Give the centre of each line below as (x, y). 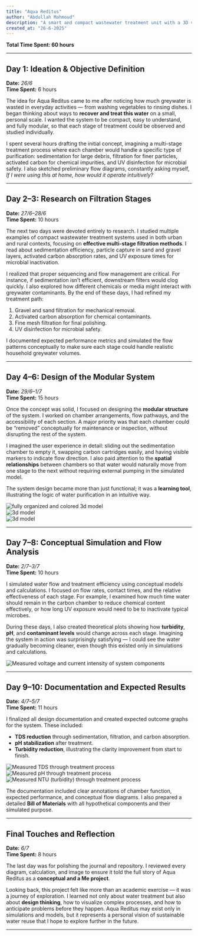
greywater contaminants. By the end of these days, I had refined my (88, 292)
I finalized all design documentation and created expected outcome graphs (97, 719)
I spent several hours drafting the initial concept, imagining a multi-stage (94, 144)
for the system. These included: (45, 725)
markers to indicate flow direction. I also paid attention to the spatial (89, 458)
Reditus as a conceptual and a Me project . (58, 878)
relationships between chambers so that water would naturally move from (96, 464)
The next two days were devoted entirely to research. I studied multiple (93, 231)
